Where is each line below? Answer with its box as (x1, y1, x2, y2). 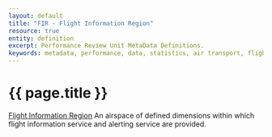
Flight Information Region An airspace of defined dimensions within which (8, 110, 255, 120)
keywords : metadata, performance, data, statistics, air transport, (8, 49, 244, 57)
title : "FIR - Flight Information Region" (8, 19, 154, 27)
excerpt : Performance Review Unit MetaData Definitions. (8, 42, 205, 50)
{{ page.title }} (8, 84, 108, 102)
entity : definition (8, 34, 74, 43)
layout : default (8, 11, 63, 20)
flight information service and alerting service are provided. (8, 118, 206, 129)
